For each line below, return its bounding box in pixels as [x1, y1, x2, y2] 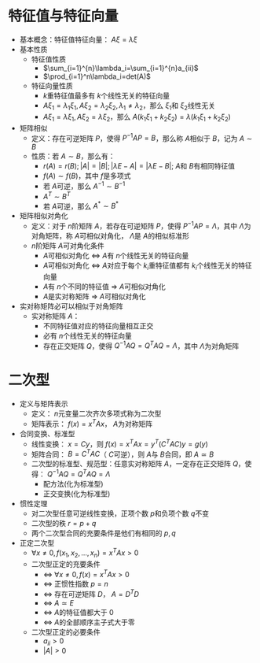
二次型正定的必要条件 [31, 627, 101, 636]
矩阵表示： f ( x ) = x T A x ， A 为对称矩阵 [31, 418, 153, 428]
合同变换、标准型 [19, 428, 75, 438]
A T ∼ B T [42, 190, 71, 201]
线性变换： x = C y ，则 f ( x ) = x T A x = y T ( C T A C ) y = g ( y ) [31, 438, 208, 449]
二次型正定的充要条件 [31, 560, 101, 569]
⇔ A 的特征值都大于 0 [42, 607, 114, 617]
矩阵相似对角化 [19, 211, 68, 220]
